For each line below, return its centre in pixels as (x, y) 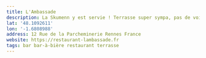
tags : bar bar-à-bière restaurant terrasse (63, 46)
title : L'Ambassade (31, 12)
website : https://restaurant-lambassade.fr (63, 40)
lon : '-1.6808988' (30, 29)
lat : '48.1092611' (30, 23)
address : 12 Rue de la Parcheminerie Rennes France (74, 34)
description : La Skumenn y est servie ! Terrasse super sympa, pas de (98, 18)
